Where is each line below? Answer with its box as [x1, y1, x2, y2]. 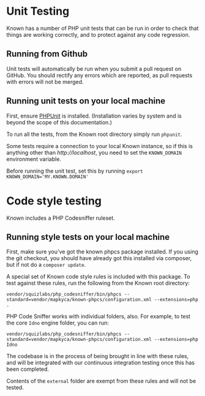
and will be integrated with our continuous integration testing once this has [6, 359, 195, 367]
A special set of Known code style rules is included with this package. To [6, 273, 191, 280]
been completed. [6, 365, 50, 373]
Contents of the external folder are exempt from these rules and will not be [6, 378, 196, 385]
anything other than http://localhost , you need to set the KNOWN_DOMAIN [6, 149, 182, 156]
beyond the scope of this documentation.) [6, 118, 112, 126]
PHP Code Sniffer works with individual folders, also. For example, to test [6, 313, 191, 320]
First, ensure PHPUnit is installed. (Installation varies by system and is [6, 112, 182, 119]
